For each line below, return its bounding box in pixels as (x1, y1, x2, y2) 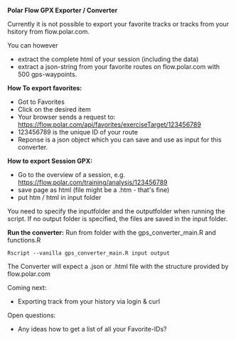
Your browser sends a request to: (17, 113, 116, 121)
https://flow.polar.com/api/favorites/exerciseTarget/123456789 (17, 120, 201, 129)
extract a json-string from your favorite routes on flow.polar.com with (17, 63, 220, 70)
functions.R (7, 236, 41, 244)
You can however (7, 41, 58, 49)
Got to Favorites (17, 97, 65, 106)
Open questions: (7, 311, 56, 319)
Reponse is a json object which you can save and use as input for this (17, 135, 222, 144)
